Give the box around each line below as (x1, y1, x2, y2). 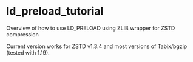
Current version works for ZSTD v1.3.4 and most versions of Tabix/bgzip (6, 43, 188, 50)
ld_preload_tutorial (6, 4, 104, 18)
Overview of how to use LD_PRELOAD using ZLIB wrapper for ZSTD (6, 24, 175, 32)
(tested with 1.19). (6, 49, 50, 56)
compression (6, 30, 39, 38)
